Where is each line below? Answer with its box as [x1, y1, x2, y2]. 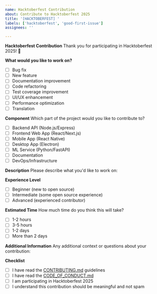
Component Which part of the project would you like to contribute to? [5, 115, 145, 121]
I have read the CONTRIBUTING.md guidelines [12, 267, 105, 273]
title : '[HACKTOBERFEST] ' [5, 16, 60, 21]
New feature [12, 73, 37, 78]
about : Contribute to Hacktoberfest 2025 [5, 12, 90, 17]
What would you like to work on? [5, 58, 72, 63]
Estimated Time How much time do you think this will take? [5, 207, 124, 213]
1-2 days [12, 228, 30, 234]
